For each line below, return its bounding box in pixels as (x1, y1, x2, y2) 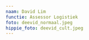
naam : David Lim (5, 8, 46, 15)
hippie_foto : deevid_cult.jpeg (5, 25, 84, 31)
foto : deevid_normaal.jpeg (5, 19, 73, 25)
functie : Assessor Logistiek (5, 14, 78, 20)
